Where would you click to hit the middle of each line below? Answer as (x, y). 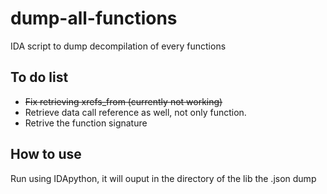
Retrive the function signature (86, 123)
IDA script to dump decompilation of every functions (118, 46)
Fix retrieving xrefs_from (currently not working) (123, 101)
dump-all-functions (94, 18)
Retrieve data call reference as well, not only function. (135, 112)
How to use (46, 154)
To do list (39, 77)
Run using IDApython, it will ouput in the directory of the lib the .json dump (163, 178)
